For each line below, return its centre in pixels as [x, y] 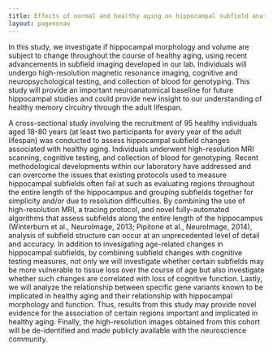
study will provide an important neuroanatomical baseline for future [121, 89]
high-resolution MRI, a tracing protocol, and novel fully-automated [119, 209]
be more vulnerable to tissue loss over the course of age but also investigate [136, 270]
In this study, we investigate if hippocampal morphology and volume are [129, 46]
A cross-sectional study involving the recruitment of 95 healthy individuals [133, 123]
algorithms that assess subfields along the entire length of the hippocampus [136, 218]
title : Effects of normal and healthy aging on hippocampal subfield [129, 16]
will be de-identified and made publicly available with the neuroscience [128, 330]
